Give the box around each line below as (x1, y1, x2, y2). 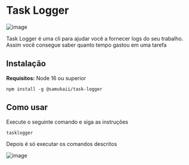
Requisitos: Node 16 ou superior (6, 74, 86, 81)
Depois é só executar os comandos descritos (6, 140, 117, 147)
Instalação (6, 59, 47, 69)
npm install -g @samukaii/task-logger (6, 86, 103, 92)
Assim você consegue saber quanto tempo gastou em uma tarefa (6, 41, 167, 48)
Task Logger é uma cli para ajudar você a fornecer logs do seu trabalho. (6, 35, 184, 42)
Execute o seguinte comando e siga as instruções (6, 118, 128, 126)
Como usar (6, 102, 48, 112)
